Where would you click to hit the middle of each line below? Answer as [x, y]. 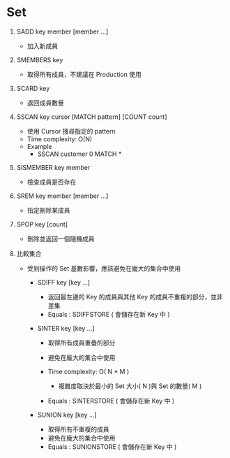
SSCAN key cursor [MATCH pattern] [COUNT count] [92, 117]
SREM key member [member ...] [62, 196]
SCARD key [33, 88]
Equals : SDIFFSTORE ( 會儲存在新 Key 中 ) [109, 314]
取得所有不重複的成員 [78, 429]
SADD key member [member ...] [62, 31]
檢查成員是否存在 [52, 182]
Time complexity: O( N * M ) [89, 371]
